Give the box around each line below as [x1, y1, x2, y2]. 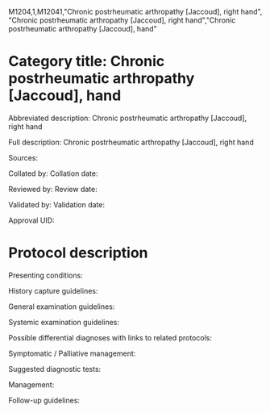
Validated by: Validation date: [8, 199, 105, 209]
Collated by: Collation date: [8, 169, 98, 178]
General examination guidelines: [8, 302, 115, 311]
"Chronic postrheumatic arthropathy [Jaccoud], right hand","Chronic [8, 15, 236, 25]
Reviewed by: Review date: [8, 184, 98, 194]
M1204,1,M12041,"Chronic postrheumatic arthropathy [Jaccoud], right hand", [8, 7, 263, 16]
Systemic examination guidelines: [8, 317, 119, 327]
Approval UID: [8, 215, 55, 225]
